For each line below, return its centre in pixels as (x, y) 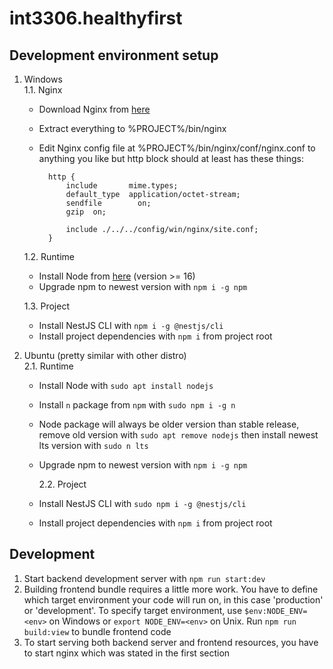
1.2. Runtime (49, 256)
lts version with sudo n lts (93, 445)
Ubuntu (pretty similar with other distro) (105, 355)
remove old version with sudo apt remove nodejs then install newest (178, 435)
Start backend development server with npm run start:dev (144, 578)
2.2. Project (62, 484)
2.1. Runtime (48, 366)
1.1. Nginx (43, 90)
